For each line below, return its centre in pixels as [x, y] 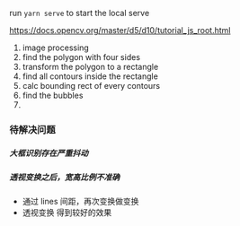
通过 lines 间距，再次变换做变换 [80, 202]
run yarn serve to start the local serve [80, 13]
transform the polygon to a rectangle [90, 67]
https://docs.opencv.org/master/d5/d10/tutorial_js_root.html [120, 30]
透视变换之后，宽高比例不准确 [64, 177]
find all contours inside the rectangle [90, 76]
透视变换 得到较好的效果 [67, 213]
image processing [56, 48]
